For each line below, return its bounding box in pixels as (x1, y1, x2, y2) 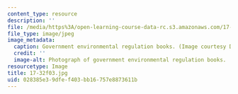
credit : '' (13, 50, 46, 57)
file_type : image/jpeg (7, 30, 74, 37)
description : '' (7, 17, 55, 24)
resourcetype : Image (7, 63, 69, 70)
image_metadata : (7, 37, 55, 44)
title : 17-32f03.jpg (7, 69, 69, 76)
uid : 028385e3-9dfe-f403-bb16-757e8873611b (7, 76, 138, 83)
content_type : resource (7, 10, 78, 18)
